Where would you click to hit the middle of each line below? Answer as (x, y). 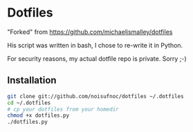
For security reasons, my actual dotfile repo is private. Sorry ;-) (97, 58)
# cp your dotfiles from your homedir (63, 109)
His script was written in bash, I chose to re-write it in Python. (95, 45)
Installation (32, 81)
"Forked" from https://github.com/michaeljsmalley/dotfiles (90, 32)
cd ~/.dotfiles (29, 103)
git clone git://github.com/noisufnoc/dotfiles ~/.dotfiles (96, 96)
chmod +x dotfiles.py (38, 115)
